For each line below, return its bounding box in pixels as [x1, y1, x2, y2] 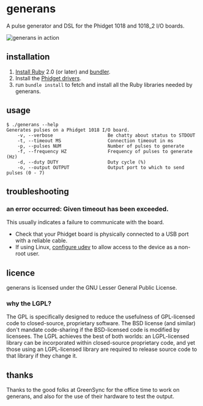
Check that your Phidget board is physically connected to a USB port [15, 230, 189, 238]
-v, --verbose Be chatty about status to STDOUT [17, 132, 196, 138]
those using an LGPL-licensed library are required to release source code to [6, 345, 197, 353]
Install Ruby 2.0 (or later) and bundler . [15, 68, 111, 75]
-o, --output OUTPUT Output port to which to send [17, 164, 185, 170]
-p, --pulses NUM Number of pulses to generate [17, 143, 185, 149]
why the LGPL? [6, 299, 52, 307]
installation [6, 51, 50, 62]
